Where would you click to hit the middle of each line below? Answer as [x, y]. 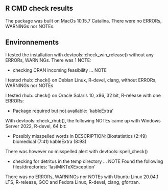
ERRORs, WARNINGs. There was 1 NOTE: [49, 60]
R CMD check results [39, 8]
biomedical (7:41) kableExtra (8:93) [50, 141]
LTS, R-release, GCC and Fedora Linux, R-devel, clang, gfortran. [73, 182]
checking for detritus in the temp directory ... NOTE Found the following [88, 161]
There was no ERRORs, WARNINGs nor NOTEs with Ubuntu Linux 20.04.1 [82, 177]
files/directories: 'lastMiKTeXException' [54, 166]
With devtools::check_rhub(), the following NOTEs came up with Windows [83, 120]
